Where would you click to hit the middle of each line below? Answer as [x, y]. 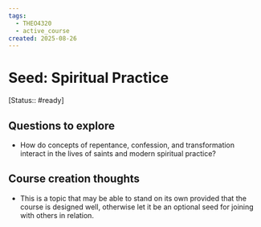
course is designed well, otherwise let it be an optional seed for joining [137, 207]
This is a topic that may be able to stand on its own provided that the [133, 198]
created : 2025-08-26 [43, 38]
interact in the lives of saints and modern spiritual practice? [118, 153]
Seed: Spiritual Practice [89, 78]
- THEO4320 [34, 23]
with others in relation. [57, 215]
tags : [17, 16]
